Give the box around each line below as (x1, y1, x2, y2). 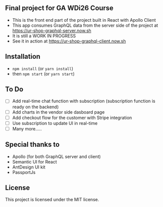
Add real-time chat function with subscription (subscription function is (12, 98, 156, 104)
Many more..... (12, 125, 42, 131)
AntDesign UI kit (12, 164, 45, 170)
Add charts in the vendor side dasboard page (12, 109, 105, 115)
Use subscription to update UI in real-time (12, 120, 98, 126)
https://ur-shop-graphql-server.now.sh (12, 27, 91, 34)
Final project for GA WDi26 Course (5, 4, 114, 12)
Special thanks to (5, 140, 60, 149)
